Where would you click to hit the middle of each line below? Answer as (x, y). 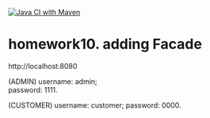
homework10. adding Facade (105, 44)
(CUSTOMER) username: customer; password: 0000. (95, 105)
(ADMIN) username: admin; (53, 81)
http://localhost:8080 (43, 66)
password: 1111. (33, 89)
